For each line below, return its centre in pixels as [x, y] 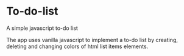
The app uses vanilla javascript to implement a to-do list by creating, [92, 40]
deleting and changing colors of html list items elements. [77, 46]
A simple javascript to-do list [42, 28]
